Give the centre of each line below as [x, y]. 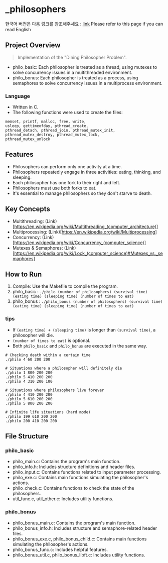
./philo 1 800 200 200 [29, 373]
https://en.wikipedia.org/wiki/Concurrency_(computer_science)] [80, 243]
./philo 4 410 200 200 [29, 395]
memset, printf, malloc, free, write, [46, 122]
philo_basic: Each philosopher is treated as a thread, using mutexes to [85, 67]
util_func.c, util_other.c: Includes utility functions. [63, 499]
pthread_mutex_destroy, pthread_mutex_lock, [52, 135]
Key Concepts [28, 209]
